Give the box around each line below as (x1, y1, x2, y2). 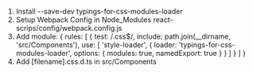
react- (153, 15, 173, 24)
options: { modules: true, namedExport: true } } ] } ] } (73, 49, 247, 57)
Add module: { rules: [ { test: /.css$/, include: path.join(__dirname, (15, 31, 232, 41)
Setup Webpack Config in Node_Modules (15, 15, 152, 24)
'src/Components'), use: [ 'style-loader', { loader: (15, 40, 177, 50)
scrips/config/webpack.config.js (15, 24, 123, 32)
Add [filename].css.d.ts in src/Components (15, 57, 157, 66)
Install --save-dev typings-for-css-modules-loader (15, 7, 183, 16)
